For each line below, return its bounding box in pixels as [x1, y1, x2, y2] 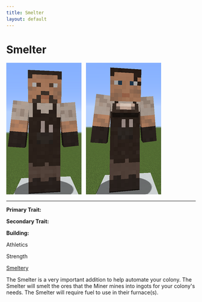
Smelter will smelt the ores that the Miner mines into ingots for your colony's [6, 283, 195, 290]
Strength [6, 253, 28, 260]
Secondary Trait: [6, 218, 49, 225]
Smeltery [6, 265, 29, 272]
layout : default [6, 16, 47, 22]
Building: [6, 229, 29, 237]
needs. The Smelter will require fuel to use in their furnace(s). [6, 289, 159, 296]
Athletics [6, 241, 28, 248]
